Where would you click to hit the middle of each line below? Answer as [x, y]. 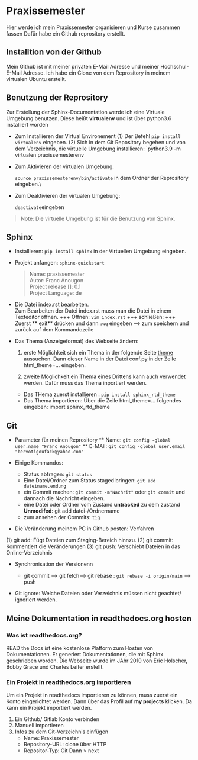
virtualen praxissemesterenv [49, 154]
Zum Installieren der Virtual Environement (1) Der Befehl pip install [98, 136]
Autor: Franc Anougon [56, 281]
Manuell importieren [39, 726]
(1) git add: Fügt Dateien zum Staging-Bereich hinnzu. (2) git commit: [90, 540]
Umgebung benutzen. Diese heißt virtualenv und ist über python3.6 [89, 118]
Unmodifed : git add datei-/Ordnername [72, 511]
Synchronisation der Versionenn [54, 564]
